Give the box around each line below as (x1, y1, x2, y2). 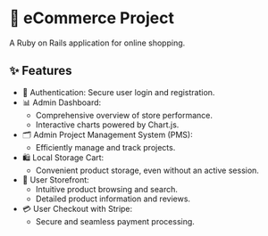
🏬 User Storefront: (21, 174, 89, 185)
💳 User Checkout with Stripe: (21, 203, 133, 214)
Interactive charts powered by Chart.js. (35, 119, 180, 130)
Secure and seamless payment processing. (35, 216, 195, 226)
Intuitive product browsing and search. (35, 183, 179, 194)
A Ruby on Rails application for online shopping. (9, 37, 186, 48)
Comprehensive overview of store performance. (35, 110, 213, 120)
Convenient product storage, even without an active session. (35, 165, 259, 175)
